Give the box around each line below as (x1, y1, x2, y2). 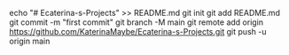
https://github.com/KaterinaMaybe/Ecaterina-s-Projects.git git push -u (9, 27, 267, 36)
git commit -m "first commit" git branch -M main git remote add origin (9, 17, 264, 27)
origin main (9, 35, 51, 46)
